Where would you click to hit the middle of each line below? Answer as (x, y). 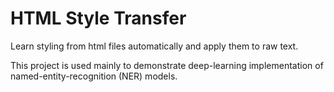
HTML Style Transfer (98, 18)
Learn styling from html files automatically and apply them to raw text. (154, 46)
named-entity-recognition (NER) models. (94, 76)
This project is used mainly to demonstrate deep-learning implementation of (167, 65)
